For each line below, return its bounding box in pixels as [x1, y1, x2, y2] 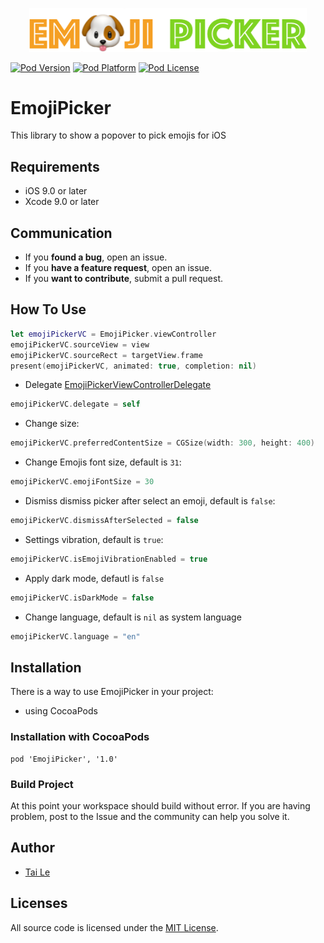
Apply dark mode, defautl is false [24, 572, 165, 584]
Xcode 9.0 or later [24, 196, 100, 208]
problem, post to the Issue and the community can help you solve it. [10, 810, 290, 822]
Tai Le [24, 866, 51, 878]
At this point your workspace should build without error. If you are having [10, 799, 311, 812]
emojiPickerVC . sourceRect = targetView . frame [10, 350, 203, 360]
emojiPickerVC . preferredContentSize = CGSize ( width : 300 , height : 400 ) [10, 438, 315, 448]
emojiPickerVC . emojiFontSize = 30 [10, 477, 155, 487]
